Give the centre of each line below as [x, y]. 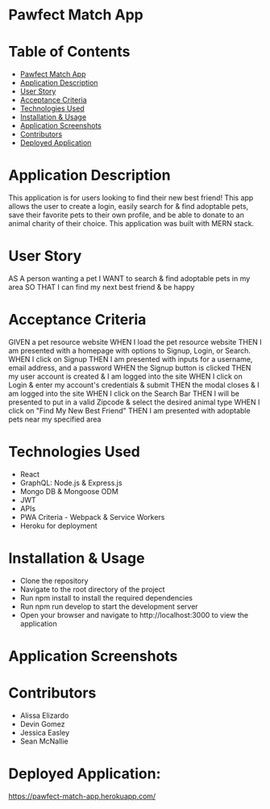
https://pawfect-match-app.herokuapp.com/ [82, 796]
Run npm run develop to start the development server [109, 606]
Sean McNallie [44, 741]
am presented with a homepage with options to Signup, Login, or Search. [130, 350]
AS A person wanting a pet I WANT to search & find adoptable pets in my [129, 279]
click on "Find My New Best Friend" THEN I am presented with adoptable [130, 410]
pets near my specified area [55, 419]
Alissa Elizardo [44, 715]
